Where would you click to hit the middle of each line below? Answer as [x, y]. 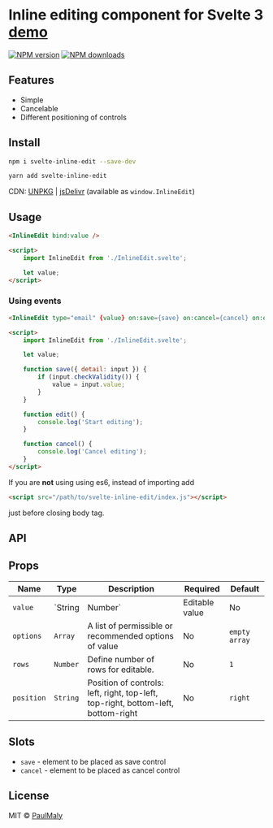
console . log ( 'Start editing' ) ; [91, 422]
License [29, 796]
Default [245, 588]
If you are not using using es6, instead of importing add [102, 482]
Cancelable [39, 108]
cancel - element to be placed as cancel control [100, 770]
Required [202, 588]
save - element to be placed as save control [93, 761]
